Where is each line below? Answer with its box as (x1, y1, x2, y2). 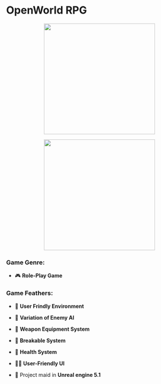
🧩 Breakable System (14, 337, 66, 344)
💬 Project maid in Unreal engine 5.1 (14, 371, 101, 378)
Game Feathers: (6, 289, 53, 297)
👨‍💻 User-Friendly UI (14, 360, 65, 367)
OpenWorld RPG (6, 4, 87, 17)
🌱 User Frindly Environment (14, 302, 84, 310)
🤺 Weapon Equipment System (14, 326, 90, 333)
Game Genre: (6, 258, 46, 266)
